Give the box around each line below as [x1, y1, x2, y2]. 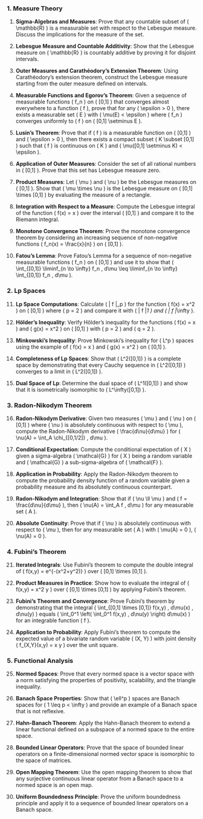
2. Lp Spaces [7, 286, 46, 295]
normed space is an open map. [15, 781, 93, 789]
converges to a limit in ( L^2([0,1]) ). [15, 367, 103, 375]
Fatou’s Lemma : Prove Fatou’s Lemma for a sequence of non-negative [15, 252, 192, 260]
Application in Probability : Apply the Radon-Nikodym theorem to [15, 470, 179, 478]
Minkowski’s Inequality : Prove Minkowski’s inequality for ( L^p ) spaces [15, 337, 194, 344]
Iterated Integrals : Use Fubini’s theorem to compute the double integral [15, 561, 194, 568]
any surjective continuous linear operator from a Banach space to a [15, 775, 184, 782]
